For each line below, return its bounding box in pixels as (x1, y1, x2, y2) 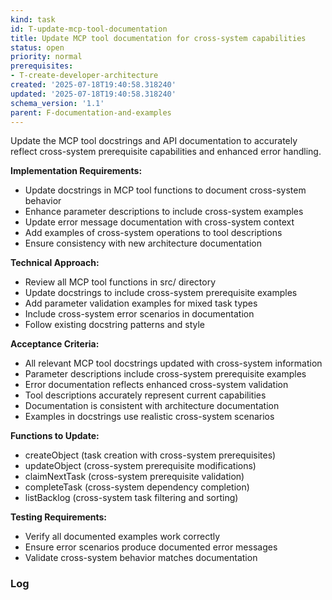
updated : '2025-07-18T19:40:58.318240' (10, 89, 177, 99)
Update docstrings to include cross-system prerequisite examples (24, 287, 298, 299)
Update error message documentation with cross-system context (24, 216, 295, 228)
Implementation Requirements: (10, 165, 143, 177)
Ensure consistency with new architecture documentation (24, 237, 263, 250)
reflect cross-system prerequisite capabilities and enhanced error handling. (10, 146, 322, 158)
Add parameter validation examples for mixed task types (24, 297, 258, 310)
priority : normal (10, 52, 83, 62)
